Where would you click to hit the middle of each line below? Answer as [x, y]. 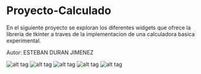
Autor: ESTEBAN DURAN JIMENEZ [50, 52]
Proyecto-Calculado [59, 11]
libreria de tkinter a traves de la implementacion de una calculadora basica [101, 34]
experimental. [24, 40]
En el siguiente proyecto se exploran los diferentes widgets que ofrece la [99, 28]
